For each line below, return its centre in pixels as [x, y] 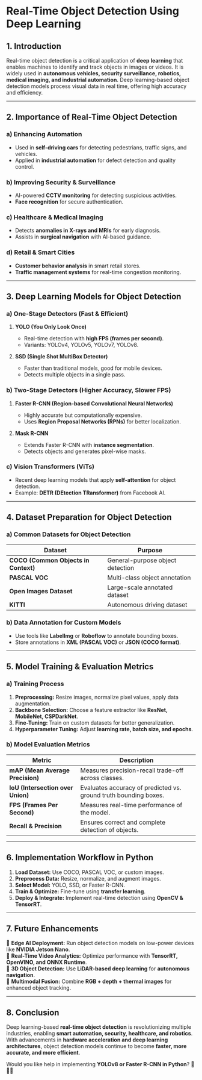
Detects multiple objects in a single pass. [75, 375]
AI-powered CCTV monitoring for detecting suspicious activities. [96, 195]
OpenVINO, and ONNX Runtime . [47, 963]
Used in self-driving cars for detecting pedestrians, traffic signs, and [101, 147]
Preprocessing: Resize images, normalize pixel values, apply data [97, 697]
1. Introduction [34, 46]
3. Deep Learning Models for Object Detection [94, 296]
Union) [19, 795]
